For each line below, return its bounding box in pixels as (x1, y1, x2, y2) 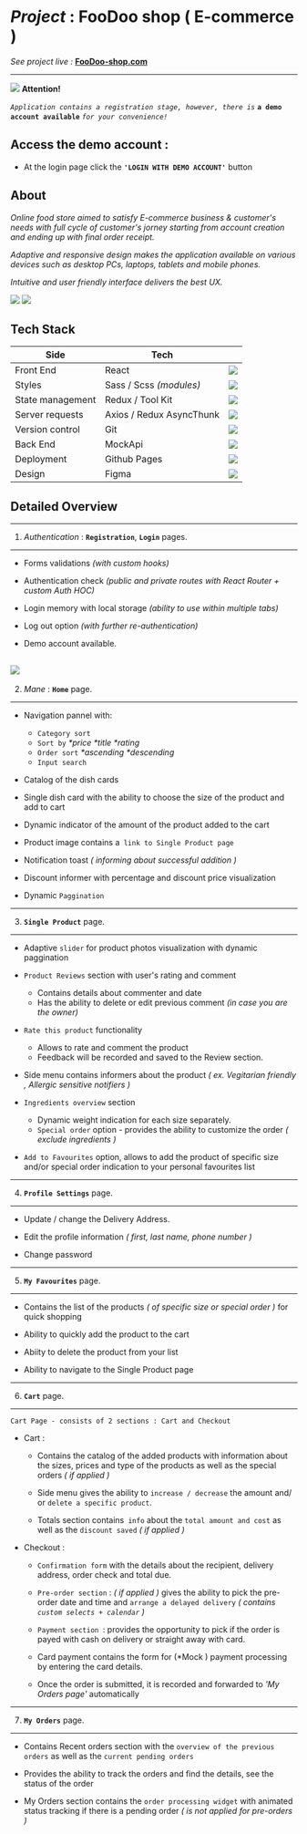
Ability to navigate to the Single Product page (23, 1364, 194, 1374)
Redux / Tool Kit (104, 394, 173, 407)
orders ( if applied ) (36, 1470, 110, 1480)
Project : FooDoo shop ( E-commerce (10, 6, 294, 27)
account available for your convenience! (10, 112, 168, 121)
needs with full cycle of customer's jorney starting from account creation (10, 222, 285, 233)
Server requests (15, 409, 84, 421)
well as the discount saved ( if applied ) (36, 1525, 185, 1535)
